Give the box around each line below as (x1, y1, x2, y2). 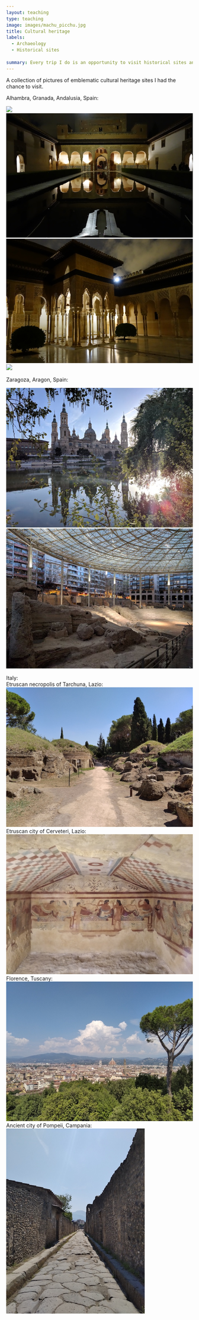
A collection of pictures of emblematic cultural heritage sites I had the (6, 76, 176, 83)
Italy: (6, 675, 18, 682)
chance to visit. (6, 83, 43, 90)
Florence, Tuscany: (6, 975, 53, 982)
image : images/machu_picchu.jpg (6, 22, 86, 28)
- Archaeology (11, 41, 46, 47)
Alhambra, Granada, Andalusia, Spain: (6, 94, 99, 101)
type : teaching (6, 15, 44, 22)
